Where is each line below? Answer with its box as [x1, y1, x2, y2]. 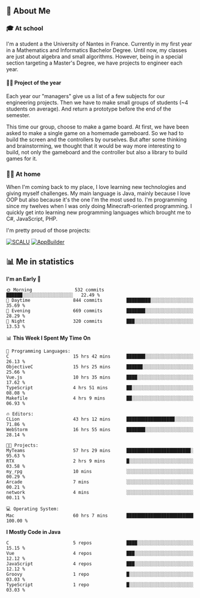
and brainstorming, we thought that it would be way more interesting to [6, 142, 181, 149]
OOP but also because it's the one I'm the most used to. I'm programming [6, 196, 187, 203]
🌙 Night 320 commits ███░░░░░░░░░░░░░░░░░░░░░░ [6, 318, 194, 324]
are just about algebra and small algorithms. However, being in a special [6, 53, 183, 60]
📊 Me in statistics [6, 257, 75, 267]
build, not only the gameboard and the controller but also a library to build [6, 148, 187, 155]
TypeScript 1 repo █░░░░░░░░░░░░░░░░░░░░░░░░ [6, 582, 194, 588]
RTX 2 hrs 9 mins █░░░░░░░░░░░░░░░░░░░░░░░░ [6, 458, 194, 464]
